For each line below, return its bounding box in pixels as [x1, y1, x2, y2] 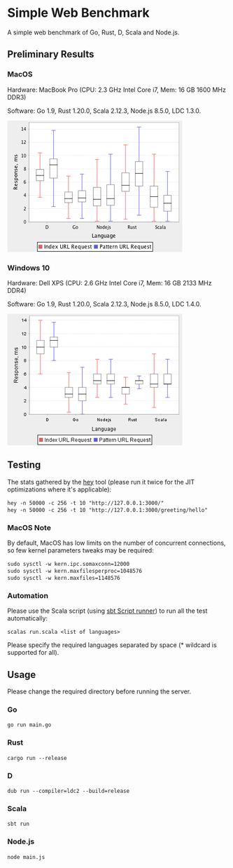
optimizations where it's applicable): [7, 485, 112, 494]
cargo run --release [7, 754, 68, 761]
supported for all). [7, 649, 59, 657]
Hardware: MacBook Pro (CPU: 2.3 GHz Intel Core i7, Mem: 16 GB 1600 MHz [7, 86, 226, 94]
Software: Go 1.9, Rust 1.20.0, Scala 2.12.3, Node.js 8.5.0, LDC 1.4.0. [7, 299, 202, 308]
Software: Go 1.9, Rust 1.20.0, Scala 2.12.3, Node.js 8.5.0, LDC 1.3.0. [7, 107, 202, 115]
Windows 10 [7, 263, 50, 273]
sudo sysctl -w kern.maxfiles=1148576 [7, 575, 120, 582]
